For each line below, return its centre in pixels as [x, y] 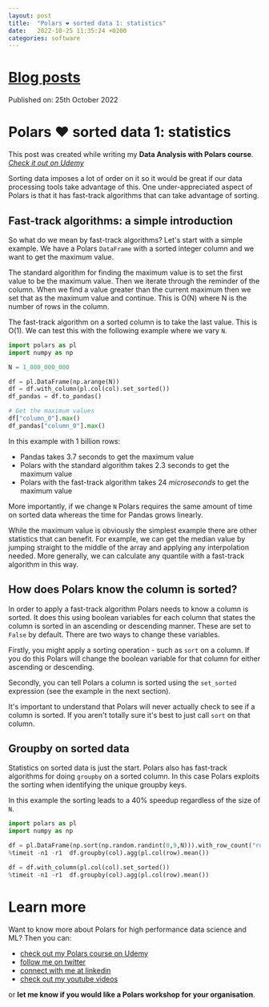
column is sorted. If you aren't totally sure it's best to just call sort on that [129, 715]
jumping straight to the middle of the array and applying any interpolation [129, 547]
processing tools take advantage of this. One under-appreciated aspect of [130, 187]
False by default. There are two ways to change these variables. [114, 634]
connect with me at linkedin [65, 970]
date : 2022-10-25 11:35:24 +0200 [68, 30]
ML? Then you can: [40, 937]
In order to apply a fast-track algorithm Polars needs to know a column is [128, 609]
